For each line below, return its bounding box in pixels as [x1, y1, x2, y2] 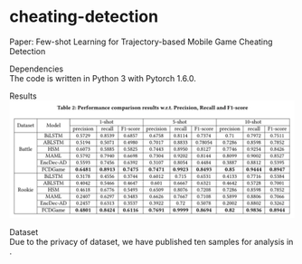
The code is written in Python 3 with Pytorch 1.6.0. [9, 72, 197, 83]
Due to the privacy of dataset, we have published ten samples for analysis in [9, 236, 294, 247]
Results [9, 90, 38, 101]
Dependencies [9, 63, 64, 74]
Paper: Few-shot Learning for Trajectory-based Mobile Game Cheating [9, 36, 273, 47]
